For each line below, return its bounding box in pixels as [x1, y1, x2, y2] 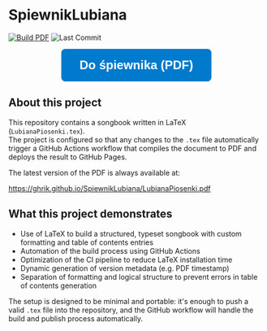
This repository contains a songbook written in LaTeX [8, 117, 187, 127]
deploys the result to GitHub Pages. [8, 152, 127, 162]
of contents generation [19, 281, 97, 290]
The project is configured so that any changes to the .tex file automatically [8, 134, 260, 144]
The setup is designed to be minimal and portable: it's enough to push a [8, 296, 249, 306]
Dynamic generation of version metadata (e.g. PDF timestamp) [19, 263, 230, 273]
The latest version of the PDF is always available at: [8, 168, 181, 177]
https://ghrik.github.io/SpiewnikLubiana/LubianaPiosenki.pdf [8, 183, 211, 193]
